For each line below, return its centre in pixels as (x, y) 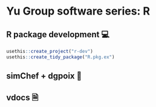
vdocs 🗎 (22, 98)
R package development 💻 (58, 34)
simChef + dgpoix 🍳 (44, 76)
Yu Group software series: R (78, 11)
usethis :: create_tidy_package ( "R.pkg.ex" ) (60, 57)
